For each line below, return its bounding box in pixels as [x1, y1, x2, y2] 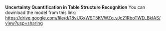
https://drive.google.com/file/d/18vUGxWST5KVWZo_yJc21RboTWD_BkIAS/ [5, 15, 161, 20]
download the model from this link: [5, 9, 76, 15]
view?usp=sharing [5, 20, 43, 26]
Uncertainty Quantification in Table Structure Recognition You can [5, 4, 146, 10]
